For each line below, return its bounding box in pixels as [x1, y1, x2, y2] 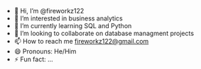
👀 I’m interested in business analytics [13, 14, 123, 23]
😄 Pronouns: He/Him [13, 47, 77, 56]
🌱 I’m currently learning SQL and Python [13, 22, 132, 30]
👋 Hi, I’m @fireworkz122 [13, 7, 85, 15]
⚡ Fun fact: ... [13, 55, 53, 63]
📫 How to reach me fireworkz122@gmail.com [13, 37, 149, 45]
